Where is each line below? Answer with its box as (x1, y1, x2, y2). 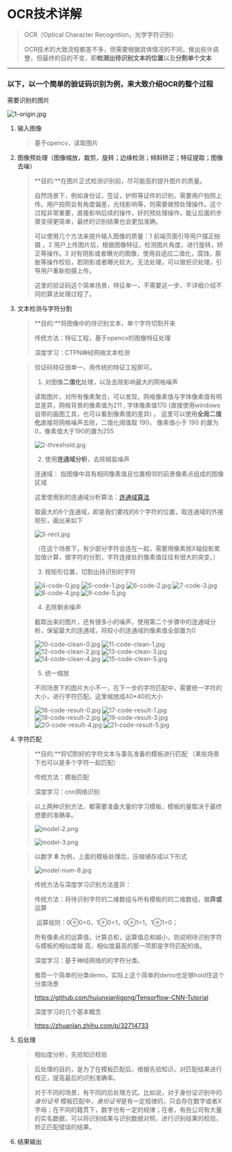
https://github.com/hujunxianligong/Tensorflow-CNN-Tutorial (34, 993, 209, 1002)
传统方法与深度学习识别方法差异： (34, 881, 132, 889)
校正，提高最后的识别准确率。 (34, 1074, 119, 1082)
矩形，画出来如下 (34, 516, 84, 525)
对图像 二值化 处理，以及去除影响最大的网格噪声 (44, 378, 178, 387)
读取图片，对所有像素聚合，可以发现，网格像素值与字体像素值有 (34, 393, 216, 401)
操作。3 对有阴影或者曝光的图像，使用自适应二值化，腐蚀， (46, 249, 216, 257)
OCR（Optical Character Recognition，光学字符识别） (23, 30, 177, 39)
